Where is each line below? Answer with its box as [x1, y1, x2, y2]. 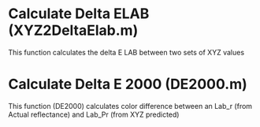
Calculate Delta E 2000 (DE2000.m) [8, 76, 248, 93]
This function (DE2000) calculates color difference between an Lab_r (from [8, 101, 253, 110]
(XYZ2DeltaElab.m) [8, 21, 139, 39]
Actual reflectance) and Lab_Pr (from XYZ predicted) [8, 110, 180, 119]
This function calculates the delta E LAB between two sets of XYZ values [8, 47, 245, 57]
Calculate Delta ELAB [8, 5, 150, 23]
